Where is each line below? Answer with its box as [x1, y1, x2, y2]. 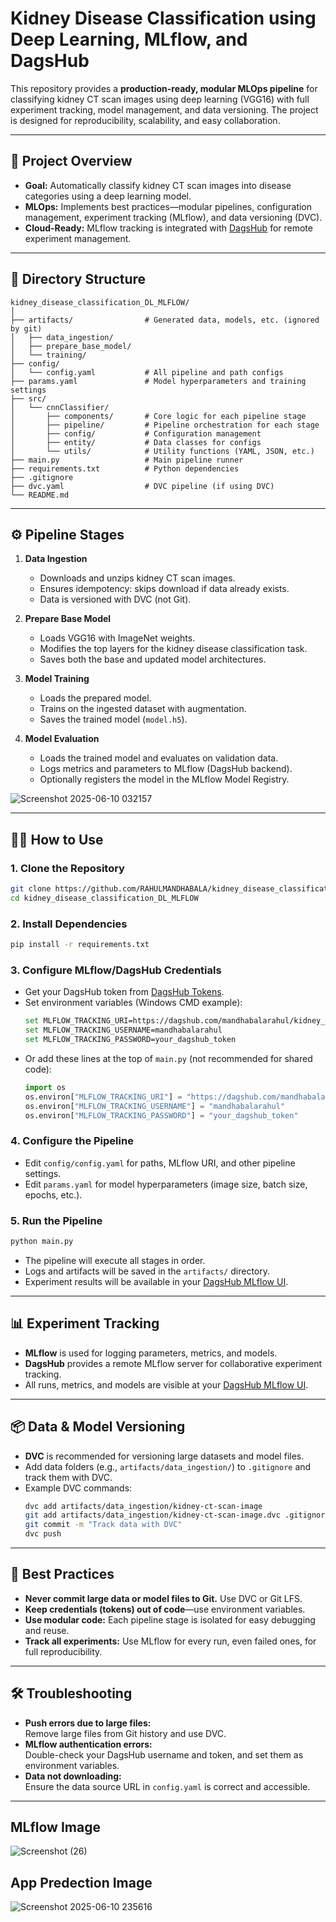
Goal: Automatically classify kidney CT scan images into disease [24, 179, 292, 191]
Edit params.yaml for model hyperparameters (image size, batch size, [24, 1178, 308, 1190]
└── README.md [10, 490, 70, 500]
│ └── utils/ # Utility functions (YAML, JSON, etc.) [10, 446, 315, 456]
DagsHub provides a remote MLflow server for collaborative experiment [24, 1357, 323, 1369]
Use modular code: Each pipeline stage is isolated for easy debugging [24, 1613, 316, 1626]
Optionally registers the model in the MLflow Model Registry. [39, 773, 290, 786]
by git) [10, 323, 43, 334]
